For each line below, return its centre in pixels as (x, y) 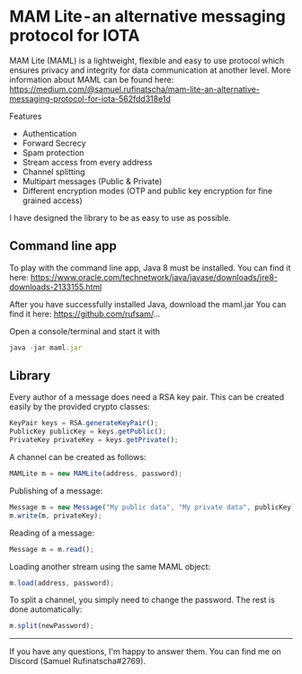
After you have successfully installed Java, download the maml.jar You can (148, 304)
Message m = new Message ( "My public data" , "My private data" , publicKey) (152, 507)
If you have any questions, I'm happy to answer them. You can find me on (145, 652)
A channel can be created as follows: (78, 457)
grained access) (52, 200)
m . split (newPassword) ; (52, 626)
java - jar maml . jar (46, 348)
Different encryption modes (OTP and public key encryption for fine (147, 191)
